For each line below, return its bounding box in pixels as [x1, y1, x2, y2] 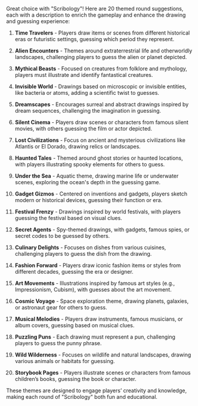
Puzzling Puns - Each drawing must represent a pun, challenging [14, 333, 176, 340]
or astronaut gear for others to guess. [14, 304, 107, 311]
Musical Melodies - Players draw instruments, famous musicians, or [14, 315, 183, 323]
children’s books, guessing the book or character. [14, 376, 137, 382]
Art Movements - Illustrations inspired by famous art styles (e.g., [14, 280, 175, 287]
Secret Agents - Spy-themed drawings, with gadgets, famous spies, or [14, 226, 190, 233]
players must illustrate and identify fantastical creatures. [14, 72, 153, 78]
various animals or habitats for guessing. [14, 358, 115, 364]
